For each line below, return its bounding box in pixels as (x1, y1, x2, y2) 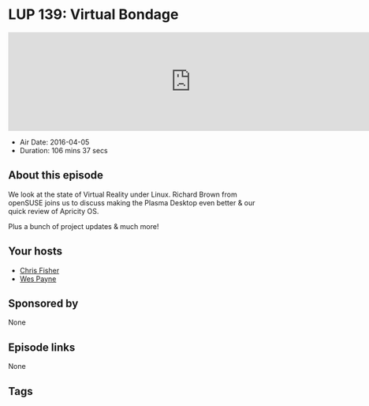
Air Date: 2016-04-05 (19, 137, 90, 147)
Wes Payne (19, 274, 57, 284)
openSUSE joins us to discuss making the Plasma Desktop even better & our (8, 197, 255, 207)
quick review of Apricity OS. (8, 206, 99, 216)
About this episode (8, 168, 104, 182)
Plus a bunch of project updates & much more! (8, 221, 159, 231)
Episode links (8, 340, 76, 354)
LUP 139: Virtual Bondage (8, 6, 179, 24)
